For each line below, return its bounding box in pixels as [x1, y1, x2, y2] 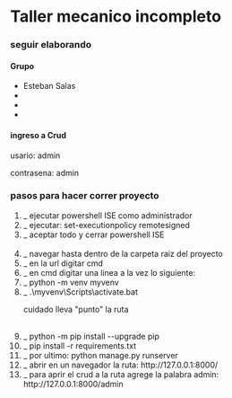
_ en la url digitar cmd [22, 258, 104, 269]
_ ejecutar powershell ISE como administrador [22, 209, 193, 221]
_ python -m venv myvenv [22, 277, 119, 287]
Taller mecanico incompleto [10, 6, 222, 27]
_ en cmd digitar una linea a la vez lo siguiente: [22, 267, 196, 278]
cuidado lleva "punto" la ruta [22, 304, 129, 314]
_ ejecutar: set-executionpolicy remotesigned [22, 219, 191, 230]
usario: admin [10, 150, 61, 161]
